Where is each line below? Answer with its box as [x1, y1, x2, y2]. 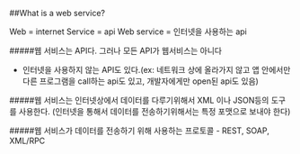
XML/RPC [9, 135, 46, 146]
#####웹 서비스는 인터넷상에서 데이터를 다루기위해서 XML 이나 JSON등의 [9, 95, 269, 105]
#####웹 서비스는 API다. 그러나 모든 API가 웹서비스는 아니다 [9, 45, 223, 56]
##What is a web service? [9, 8, 106, 18]
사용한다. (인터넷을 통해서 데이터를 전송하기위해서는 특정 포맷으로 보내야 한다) [18, 106, 291, 116]
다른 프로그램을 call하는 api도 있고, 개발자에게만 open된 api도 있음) [22, 76, 259, 86]
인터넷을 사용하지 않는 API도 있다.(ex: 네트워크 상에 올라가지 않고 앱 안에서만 [22, 65, 291, 75]
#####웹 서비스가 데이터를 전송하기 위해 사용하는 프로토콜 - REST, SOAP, [9, 125, 269, 136]
